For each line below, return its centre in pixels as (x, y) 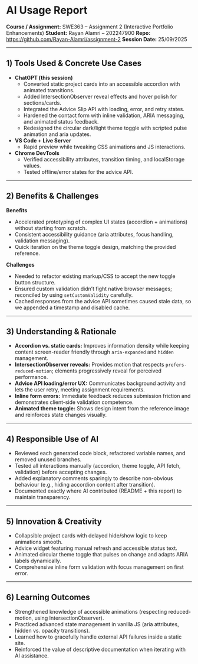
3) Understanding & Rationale (61, 331)
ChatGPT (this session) (44, 77)
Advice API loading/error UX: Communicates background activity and (100, 383)
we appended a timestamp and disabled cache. (72, 307)
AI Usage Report (47, 10)
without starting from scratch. (51, 228)
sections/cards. (42, 103)
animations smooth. (39, 542)
